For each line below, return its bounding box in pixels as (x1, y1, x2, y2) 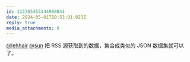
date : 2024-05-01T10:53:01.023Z (6, 14, 86, 20)
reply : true (6, 19, 36, 25)
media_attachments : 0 (6, 25, 60, 31)
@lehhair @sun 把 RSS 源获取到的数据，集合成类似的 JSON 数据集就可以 (6, 42, 184, 49)
